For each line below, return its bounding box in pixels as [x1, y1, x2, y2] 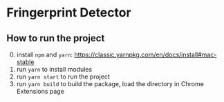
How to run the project [6, 32, 105, 44]
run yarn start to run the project [16, 72, 110, 81]
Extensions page [16, 88, 65, 95]
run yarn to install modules [16, 65, 93, 73]
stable [16, 58, 35, 66]
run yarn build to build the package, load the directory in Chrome [16, 80, 205, 88]
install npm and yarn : [16, 50, 73, 59]
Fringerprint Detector [6, 5, 132, 21]
